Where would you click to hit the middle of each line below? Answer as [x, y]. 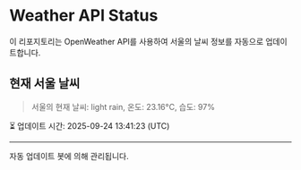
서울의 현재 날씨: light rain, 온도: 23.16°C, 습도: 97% [123, 106]
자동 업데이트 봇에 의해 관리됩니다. [69, 156]
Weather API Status [84, 16]
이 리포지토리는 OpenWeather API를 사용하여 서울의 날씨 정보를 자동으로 [137, 41]
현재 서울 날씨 [45, 84]
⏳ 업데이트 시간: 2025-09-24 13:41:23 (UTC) [90, 125]
